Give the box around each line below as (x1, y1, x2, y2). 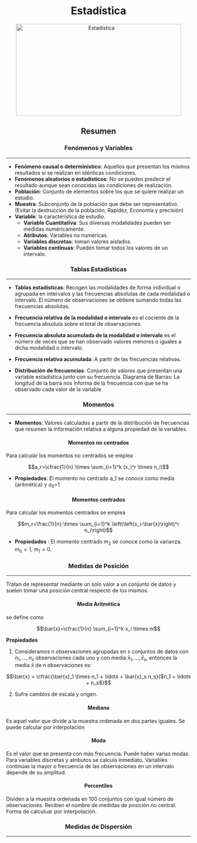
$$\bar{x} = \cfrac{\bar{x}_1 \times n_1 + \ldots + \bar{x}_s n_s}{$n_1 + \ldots (6, 673, 191, 680)
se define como (6, 614, 44, 621)
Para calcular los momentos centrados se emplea (6, 509, 126, 516)
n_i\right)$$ (84, 527, 113, 534)
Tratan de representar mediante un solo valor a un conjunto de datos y (6, 581, 176, 588)
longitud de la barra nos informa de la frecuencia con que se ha (14, 379, 168, 386)
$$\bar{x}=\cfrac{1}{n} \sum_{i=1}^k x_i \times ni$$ (36, 625, 161, 632)
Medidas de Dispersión (64, 822, 133, 831)
